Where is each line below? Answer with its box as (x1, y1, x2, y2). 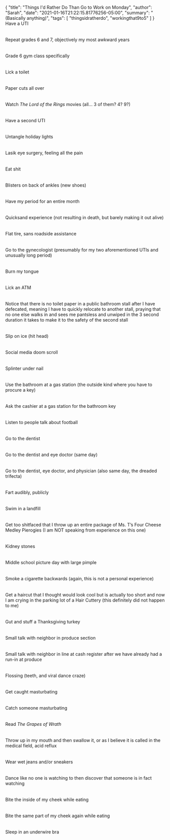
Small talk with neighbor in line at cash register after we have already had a (5, 651, 162, 657)
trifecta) (5, 473, 22, 479)
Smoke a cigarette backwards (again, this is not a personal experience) (5, 576, 154, 581)
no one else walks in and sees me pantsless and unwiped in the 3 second (5, 311, 159, 318)
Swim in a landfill (5, 506, 41, 511)
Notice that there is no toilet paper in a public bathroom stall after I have (5, 301, 155, 306)
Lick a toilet (5, 69, 29, 75)
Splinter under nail (5, 365, 44, 371)
